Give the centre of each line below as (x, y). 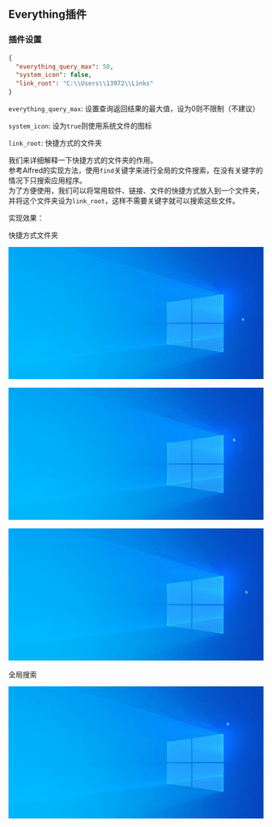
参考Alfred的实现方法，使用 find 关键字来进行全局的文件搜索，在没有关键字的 (136, 171)
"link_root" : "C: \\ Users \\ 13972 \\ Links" (85, 83)
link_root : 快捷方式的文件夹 (55, 143)
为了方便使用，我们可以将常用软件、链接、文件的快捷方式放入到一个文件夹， (136, 191)
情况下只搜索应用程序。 (47, 181)
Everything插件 (48, 15)
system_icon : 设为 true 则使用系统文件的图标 (80, 126)
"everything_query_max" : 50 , (65, 66)
